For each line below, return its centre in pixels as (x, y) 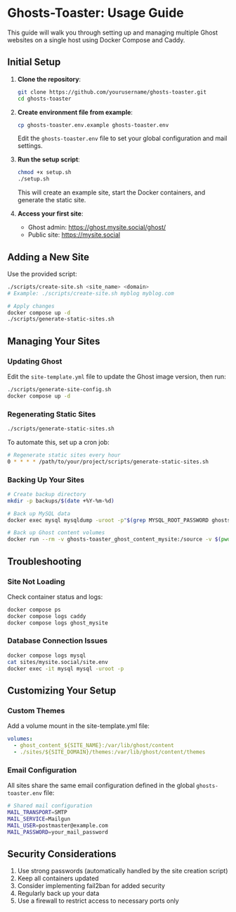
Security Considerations (62, 854)
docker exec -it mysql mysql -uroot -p (66, 668)
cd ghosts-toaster (44, 99)
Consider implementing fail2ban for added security (91, 886)
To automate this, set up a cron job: (59, 442)
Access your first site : (50, 214)
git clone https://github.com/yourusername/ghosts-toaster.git (112, 92)
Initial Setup (34, 62)
